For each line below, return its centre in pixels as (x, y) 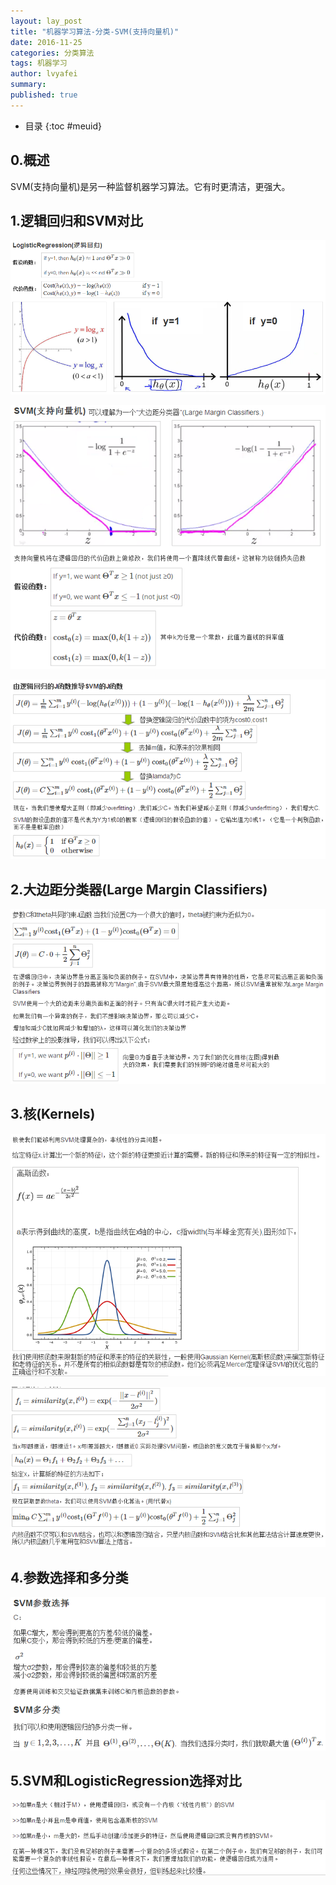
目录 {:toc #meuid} (63, 126)
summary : (28, 85)
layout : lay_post (46, 21)
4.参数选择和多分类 (69, 1577)
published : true (44, 95)
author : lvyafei (44, 74)
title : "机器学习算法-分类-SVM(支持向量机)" (95, 31)
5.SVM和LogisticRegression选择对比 (126, 1781)
